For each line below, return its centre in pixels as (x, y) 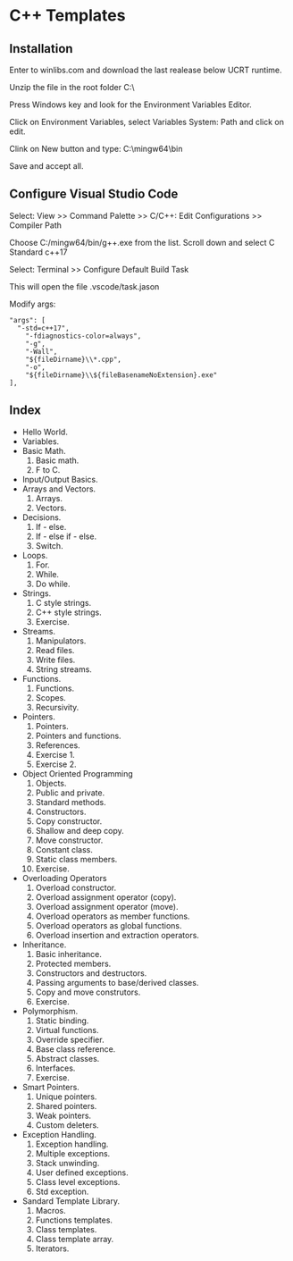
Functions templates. (74, 1220)
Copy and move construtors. (88, 992)
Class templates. (66, 1229)
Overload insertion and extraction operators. (117, 935)
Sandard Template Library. (71, 1201)
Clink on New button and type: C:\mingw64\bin (96, 149)
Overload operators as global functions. (109, 925)
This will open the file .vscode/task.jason (84, 286)
